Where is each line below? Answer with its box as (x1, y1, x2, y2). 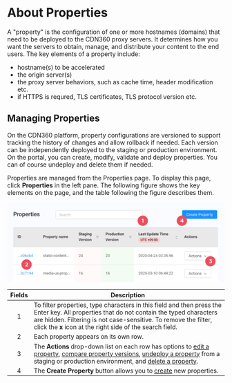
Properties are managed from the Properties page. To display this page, (7, 174, 211, 182)
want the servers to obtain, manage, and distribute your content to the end (7, 42, 220, 50)
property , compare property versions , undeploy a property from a (33, 349, 220, 357)
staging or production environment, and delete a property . (33, 357, 199, 365)
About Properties (7, 5, 108, 21)
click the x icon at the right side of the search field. (33, 323, 177, 331)
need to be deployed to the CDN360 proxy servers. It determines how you (7, 35, 218, 43)
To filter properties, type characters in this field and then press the (33, 301, 222, 309)
